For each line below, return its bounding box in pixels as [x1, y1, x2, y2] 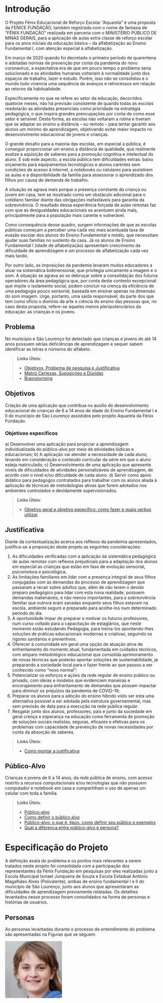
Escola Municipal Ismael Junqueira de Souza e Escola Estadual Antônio [5, 874, 148, 879]
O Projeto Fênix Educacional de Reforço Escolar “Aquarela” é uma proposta [5, 19, 156, 25]
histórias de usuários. [5, 899, 48, 905]
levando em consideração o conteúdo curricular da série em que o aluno [5, 456, 151, 462]
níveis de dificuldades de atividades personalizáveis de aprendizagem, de [5, 467, 153, 473]
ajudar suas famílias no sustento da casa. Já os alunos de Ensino [5, 237, 135, 243]
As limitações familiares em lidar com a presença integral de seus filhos [12, 574, 156, 580]
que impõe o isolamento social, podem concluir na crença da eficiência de [5, 283, 154, 289]
